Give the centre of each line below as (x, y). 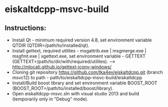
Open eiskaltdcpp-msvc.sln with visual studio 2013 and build (76, 94)
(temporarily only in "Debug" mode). (50, 99)
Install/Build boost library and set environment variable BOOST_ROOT (85, 83)
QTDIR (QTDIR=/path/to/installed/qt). (51, 45)
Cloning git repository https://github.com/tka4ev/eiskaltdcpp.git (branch (88, 72)
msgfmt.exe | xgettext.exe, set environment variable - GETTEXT (79, 56)
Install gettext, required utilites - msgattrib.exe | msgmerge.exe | (79, 51)
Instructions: (26, 28)
